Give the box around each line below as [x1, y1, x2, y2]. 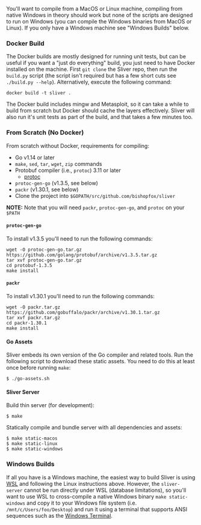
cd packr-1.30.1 [6, 320, 47, 326]
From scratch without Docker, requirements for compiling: [6, 142, 149, 149]
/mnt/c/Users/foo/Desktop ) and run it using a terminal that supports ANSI [6, 505, 188, 513]
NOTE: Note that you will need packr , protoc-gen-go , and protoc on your [6, 204, 185, 211]
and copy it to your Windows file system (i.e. [26, 499, 137, 506]
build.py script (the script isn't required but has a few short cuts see [6, 72, 176, 79]
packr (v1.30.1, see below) [14, 186, 79, 193]
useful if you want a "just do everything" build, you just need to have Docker [6, 60, 196, 67]
